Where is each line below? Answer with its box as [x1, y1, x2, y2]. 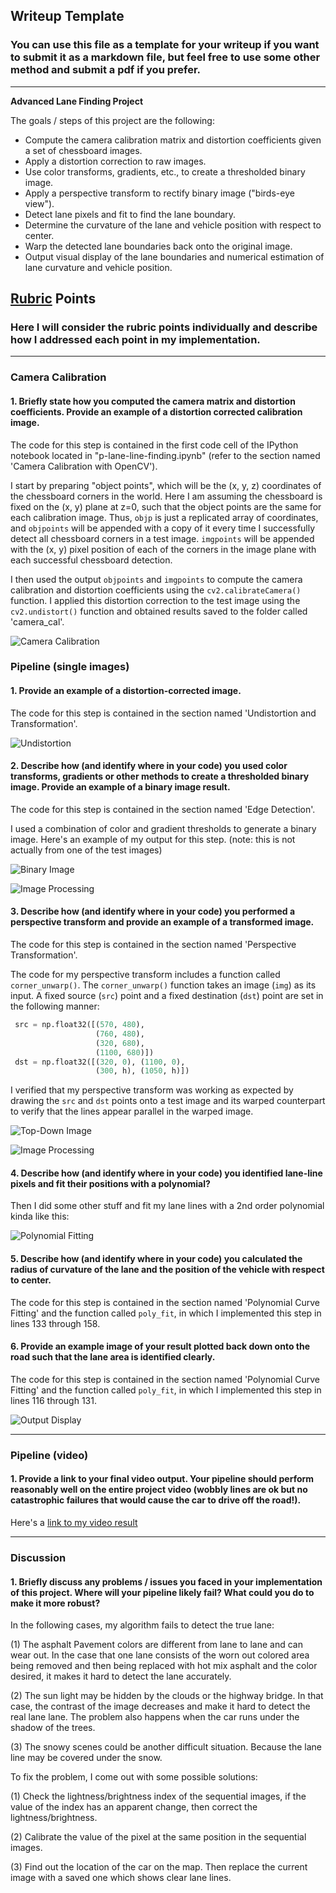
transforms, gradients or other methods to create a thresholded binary [10, 770, 310, 783]
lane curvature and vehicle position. [24, 261, 173, 273]
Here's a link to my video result [10, 1517, 138, 1529]
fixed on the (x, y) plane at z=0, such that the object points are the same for [10, 500, 322, 513]
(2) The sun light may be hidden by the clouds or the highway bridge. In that [10, 1690, 324, 1702]
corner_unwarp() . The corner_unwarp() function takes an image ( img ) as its [10, 979, 317, 991]
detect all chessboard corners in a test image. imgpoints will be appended [10, 532, 315, 544]
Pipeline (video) [10, 1448, 89, 1462]
